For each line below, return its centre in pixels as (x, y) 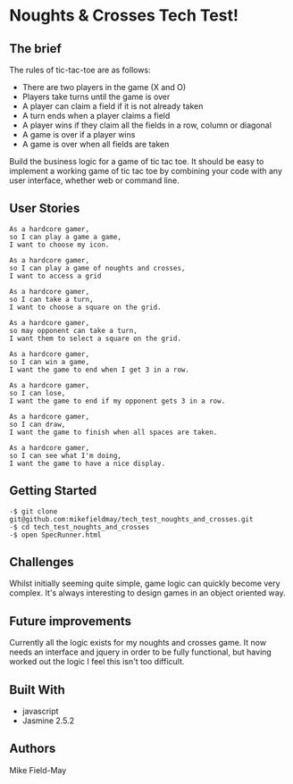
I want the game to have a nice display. (88, 463)
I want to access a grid (55, 276)
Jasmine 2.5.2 (48, 721)
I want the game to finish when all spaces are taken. (113, 432)
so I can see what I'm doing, (66, 455)
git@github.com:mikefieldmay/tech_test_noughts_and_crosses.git (131, 519)
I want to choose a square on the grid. (86, 307)
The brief (36, 49)
